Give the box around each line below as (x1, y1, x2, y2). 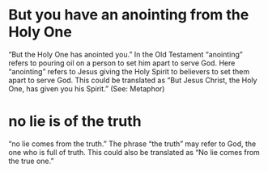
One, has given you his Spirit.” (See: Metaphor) (8, 83, 165, 94)
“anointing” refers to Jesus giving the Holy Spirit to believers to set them (8, 66, 249, 76)
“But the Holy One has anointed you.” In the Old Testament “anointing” (8, 49, 243, 59)
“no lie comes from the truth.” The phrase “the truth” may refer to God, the (8, 139, 257, 149)
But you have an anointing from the (8, 6, 249, 24)
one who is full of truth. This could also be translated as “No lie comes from (8, 147, 261, 157)
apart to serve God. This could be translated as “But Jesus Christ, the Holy (8, 75, 257, 85)
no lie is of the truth (8, 112, 142, 131)
